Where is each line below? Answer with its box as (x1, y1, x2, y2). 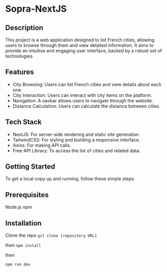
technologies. (5, 53, 34, 59)
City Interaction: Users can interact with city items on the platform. (12, 92, 152, 98)
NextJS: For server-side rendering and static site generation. (12, 131, 140, 138)
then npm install (5, 242, 41, 249)
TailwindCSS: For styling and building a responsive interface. (12, 137, 141, 143)
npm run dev (5, 262, 31, 267)
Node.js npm (5, 204, 32, 210)
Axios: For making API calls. (12, 142, 71, 148)
